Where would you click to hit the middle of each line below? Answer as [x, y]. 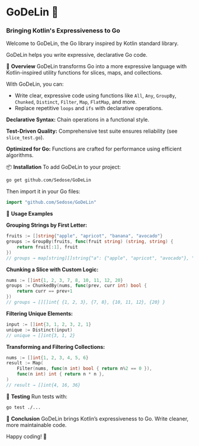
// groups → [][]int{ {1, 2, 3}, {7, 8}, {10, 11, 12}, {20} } [86, 302]
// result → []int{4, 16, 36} [44, 385]
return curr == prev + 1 [45, 291]
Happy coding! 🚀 [27, 436]
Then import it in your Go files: [43, 191]
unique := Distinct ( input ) [39, 330]
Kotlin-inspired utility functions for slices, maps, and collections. [84, 73]
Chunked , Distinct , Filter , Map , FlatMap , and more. [76, 102]
